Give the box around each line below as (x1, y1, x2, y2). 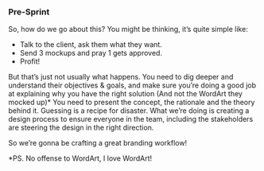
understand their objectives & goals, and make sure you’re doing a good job (8, 80, 257, 90)
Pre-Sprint (8, 6, 50, 17)
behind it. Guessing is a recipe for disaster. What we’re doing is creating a (8, 106, 250, 115)
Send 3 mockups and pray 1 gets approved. (19, 49, 163, 58)
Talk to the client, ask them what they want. (19, 40, 163, 49)
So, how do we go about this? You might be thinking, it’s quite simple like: (8, 25, 248, 34)
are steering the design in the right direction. (8, 122, 154, 133)
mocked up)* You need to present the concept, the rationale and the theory (8, 98, 255, 107)
